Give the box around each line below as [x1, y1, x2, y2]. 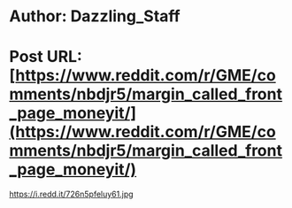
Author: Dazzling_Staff [9, 6, 181, 27]
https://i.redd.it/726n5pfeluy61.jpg [9, 189, 134, 200]
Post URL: [9, 47, 82, 67]
